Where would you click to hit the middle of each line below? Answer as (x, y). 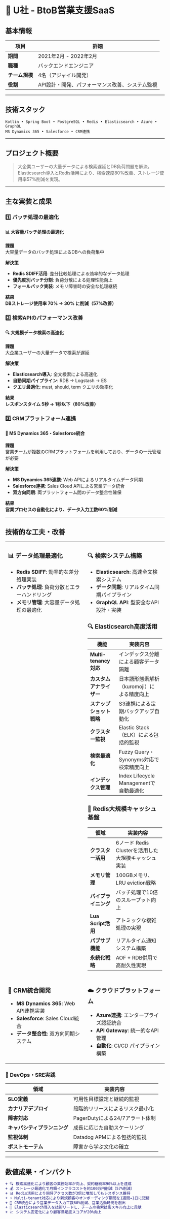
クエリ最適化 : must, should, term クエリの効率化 (63, 387)
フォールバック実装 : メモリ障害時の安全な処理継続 (65, 286)
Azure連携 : (109, 1015)
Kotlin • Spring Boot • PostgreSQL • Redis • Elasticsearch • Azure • (81, 122)
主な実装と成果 (29, 201)
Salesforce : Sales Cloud (45, 1018)
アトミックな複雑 (136, 920)
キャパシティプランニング (38, 1128)
